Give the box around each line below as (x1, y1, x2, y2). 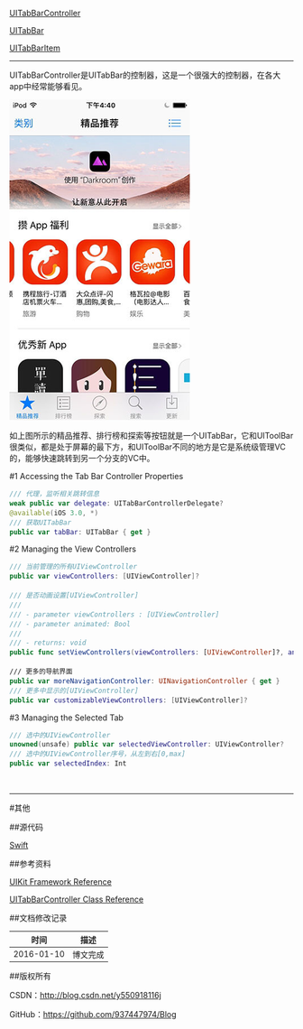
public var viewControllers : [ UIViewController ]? (9, 572, 200, 581)
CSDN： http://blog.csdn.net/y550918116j (9, 990, 162, 1001)
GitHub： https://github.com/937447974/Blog (9, 1009, 178, 1020)
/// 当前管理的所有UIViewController (9, 562, 138, 571)
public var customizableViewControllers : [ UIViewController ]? (9, 695, 248, 705)
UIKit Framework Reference (9, 876, 113, 887)
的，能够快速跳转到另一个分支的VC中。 (9, 453, 155, 463)
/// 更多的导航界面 (9, 667, 73, 676)
